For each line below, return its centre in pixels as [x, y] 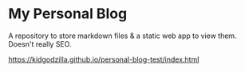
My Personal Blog [68, 14]
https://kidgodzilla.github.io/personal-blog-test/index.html [104, 59]
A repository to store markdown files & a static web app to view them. [122, 36]
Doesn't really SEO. [40, 44]
